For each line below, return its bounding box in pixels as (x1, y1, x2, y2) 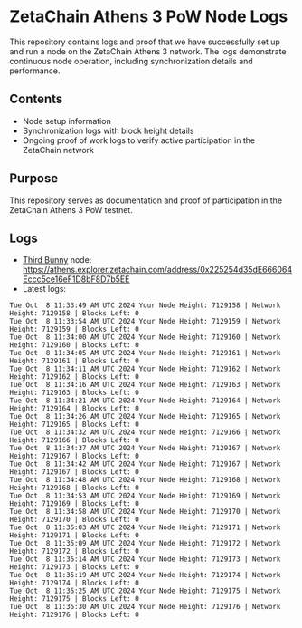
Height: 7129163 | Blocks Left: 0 (9, 388, 140, 398)
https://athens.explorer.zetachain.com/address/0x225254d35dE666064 (22, 265, 292, 275)
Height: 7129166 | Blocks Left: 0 (9, 436, 140, 445)
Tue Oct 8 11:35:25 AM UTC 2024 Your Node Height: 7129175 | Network (9, 586, 281, 595)
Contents (9, 92, 63, 107)
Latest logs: (22, 284, 66, 295)
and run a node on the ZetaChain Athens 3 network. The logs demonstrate (9, 45, 287, 56)
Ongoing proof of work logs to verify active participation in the (22, 134, 256, 146)
